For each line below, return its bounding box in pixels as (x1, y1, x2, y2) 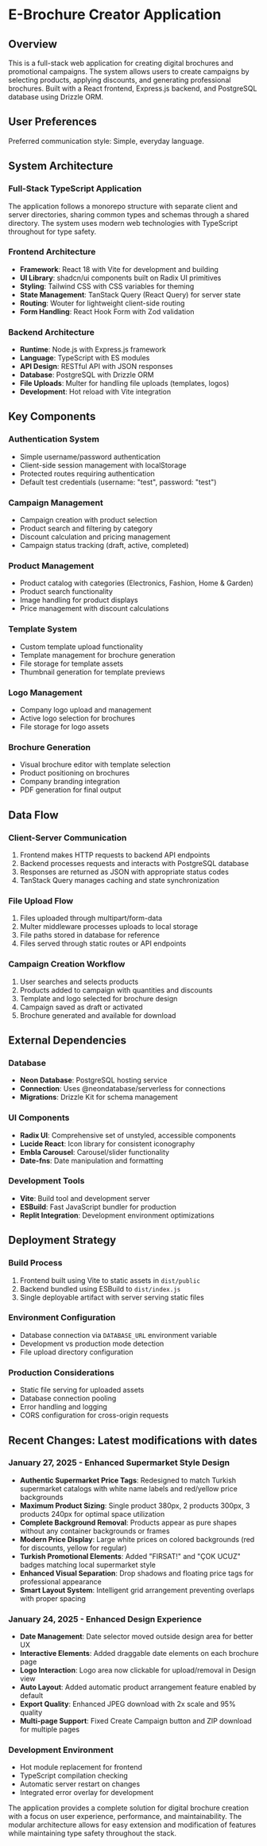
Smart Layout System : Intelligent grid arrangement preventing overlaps (19, 1585, 255, 1595)
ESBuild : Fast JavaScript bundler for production (19, 1202, 177, 1211)
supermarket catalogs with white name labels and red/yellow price (19, 1483, 238, 1493)
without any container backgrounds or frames (19, 1525, 170, 1536)
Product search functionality (19, 587, 114, 597)
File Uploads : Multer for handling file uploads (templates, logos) (19, 379, 230, 388)
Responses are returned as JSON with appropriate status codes (19, 867, 229, 876)
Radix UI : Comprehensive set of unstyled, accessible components (19, 1130, 236, 1140)
